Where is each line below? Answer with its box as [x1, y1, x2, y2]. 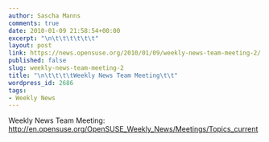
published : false [8, 57, 67, 65]
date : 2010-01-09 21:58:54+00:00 [8, 26, 121, 34]
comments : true [8, 19, 60, 27]
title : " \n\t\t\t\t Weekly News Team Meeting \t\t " [8, 71, 179, 79]
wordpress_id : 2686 [8, 79, 74, 87]
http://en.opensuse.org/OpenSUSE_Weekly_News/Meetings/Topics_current [8, 124, 259, 134]
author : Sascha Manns [8, 11, 81, 20]
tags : [8, 86, 27, 95]
